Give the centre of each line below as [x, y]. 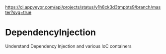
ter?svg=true [18, 12]
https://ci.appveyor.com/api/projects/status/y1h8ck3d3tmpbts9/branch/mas [83, 7]
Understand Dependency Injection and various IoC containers [68, 46]
